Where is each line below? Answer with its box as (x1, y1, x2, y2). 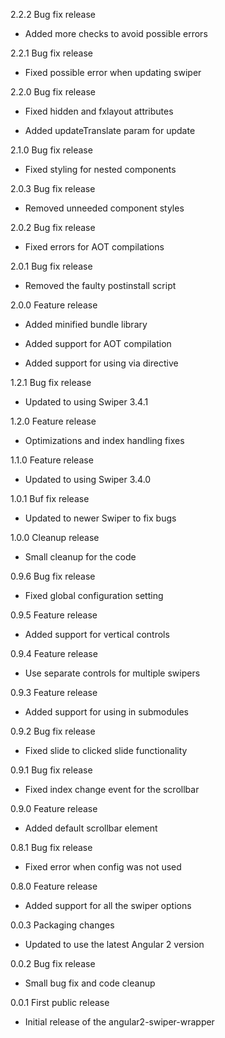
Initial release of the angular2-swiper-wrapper (24, 1016, 215, 1028)
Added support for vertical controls (24, 629, 170, 640)
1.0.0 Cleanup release (10, 532, 100, 543)
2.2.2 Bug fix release (10, 9, 97, 20)
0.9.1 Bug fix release (10, 764, 93, 776)
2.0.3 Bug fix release (10, 183, 96, 194)
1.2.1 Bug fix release (10, 377, 92, 388)
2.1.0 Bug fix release (10, 144, 93, 156)
